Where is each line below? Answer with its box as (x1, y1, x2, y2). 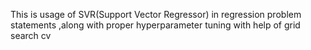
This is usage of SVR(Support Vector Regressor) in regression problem (10, 9, 302, 20)
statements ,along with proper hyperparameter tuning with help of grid (10, 19, 301, 31)
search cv (10, 30, 52, 41)
